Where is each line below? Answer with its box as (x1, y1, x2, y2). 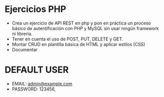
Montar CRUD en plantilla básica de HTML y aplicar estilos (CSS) (11, 41, 146, 47)
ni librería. (11, 30, 33, 36)
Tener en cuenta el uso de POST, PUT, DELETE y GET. (11, 36, 123, 42)
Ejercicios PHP (4, 3, 66, 15)
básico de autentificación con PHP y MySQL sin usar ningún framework (11, 25, 159, 31)
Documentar (11, 46, 38, 52)
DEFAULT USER (4, 64, 69, 75)
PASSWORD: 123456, (11, 86, 56, 92)
